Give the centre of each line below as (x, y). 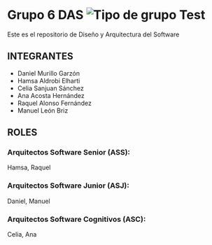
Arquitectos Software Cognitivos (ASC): (77, 219)
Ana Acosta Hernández (51, 95)
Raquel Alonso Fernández (55, 103)
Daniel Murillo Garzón (49, 73)
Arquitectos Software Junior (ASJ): (68, 185)
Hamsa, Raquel (29, 167)
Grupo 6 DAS (45, 15)
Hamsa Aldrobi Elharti (49, 80)
